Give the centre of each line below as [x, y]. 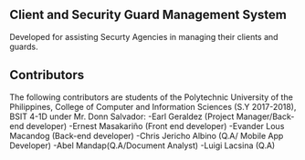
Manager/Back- [265, 116]
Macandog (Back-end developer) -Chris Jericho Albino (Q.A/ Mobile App [147, 135]
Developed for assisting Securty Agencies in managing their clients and [144, 36]
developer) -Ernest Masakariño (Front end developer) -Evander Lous [155, 125]
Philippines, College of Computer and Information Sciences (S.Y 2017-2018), [153, 106]
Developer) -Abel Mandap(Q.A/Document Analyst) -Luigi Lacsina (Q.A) [142, 145]
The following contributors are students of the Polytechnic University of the [152, 97]
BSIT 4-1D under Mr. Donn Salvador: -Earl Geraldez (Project [122, 116]
